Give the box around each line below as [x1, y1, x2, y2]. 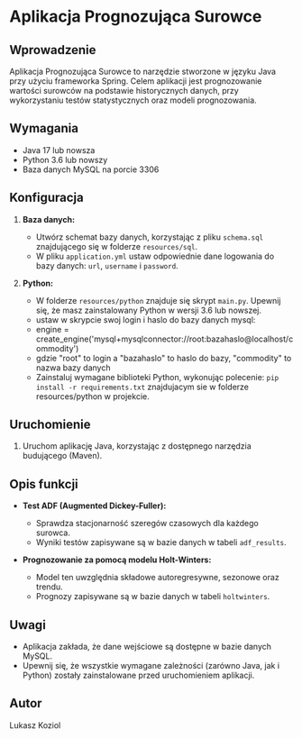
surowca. [35, 527, 70, 538]
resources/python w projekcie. [35, 390, 151, 402]
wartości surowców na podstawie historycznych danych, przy [9, 86, 239, 96]
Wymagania [9, 121, 79, 136]
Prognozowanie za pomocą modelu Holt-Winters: [22, 554, 212, 565]
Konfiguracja [9, 190, 84, 205]
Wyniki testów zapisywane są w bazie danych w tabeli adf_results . [35, 537, 287, 548]
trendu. [35, 581, 63, 592]
